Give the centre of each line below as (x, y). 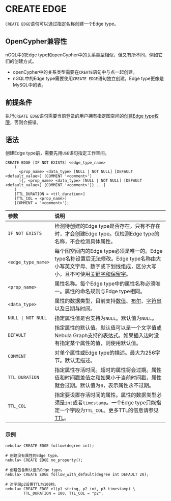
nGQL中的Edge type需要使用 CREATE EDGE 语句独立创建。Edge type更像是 (88, 78)
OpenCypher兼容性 (36, 41)
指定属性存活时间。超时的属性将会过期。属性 (108, 370)
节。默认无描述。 (75, 360)
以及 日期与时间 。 (75, 309)
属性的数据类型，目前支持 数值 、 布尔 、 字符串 (108, 301)
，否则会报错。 (25, 122)
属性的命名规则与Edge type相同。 (105, 291)
